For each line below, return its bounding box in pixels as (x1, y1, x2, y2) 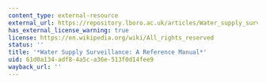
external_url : (8, 19, 55, 27)
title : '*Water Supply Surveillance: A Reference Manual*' (8, 48, 207, 56)
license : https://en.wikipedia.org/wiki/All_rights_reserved (8, 33, 215, 42)
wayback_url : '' (8, 63, 62, 71)
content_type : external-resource (8, 11, 119, 20)
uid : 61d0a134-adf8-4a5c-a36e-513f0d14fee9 (8, 56, 154, 64)
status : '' (8, 41, 44, 49)
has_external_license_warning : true (8, 26, 129, 34)
